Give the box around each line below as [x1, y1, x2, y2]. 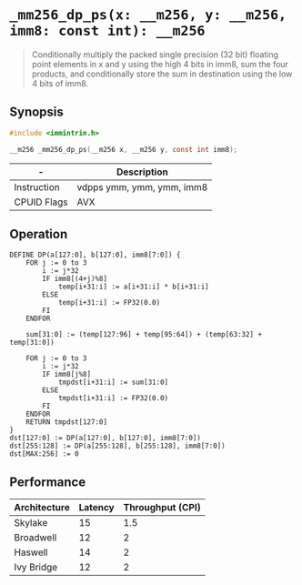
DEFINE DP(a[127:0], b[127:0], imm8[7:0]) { [9, 250, 181, 260]
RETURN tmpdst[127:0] [25, 418, 107, 427]
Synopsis [9, 105, 64, 120]
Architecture [14, 501, 70, 514]
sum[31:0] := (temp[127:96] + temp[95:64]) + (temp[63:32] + [25, 330, 262, 339]
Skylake [14, 517, 48, 530]
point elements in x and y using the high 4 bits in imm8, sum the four [31, 58, 289, 69]
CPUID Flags [14, 196, 68, 208]
